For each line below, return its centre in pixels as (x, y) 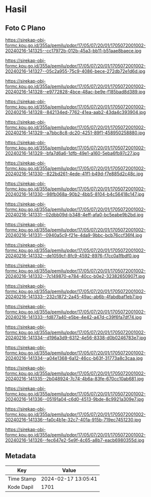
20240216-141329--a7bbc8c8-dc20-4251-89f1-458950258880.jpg (75, 133)
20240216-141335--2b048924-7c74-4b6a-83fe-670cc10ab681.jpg (74, 379)
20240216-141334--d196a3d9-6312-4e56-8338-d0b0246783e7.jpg (76, 338)
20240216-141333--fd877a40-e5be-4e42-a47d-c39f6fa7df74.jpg (73, 317)
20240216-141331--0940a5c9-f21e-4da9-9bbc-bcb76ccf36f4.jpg (73, 235)
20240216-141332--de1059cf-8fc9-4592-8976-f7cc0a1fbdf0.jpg (72, 256)
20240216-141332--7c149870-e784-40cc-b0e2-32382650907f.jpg (75, 276)
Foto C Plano (25, 28)
